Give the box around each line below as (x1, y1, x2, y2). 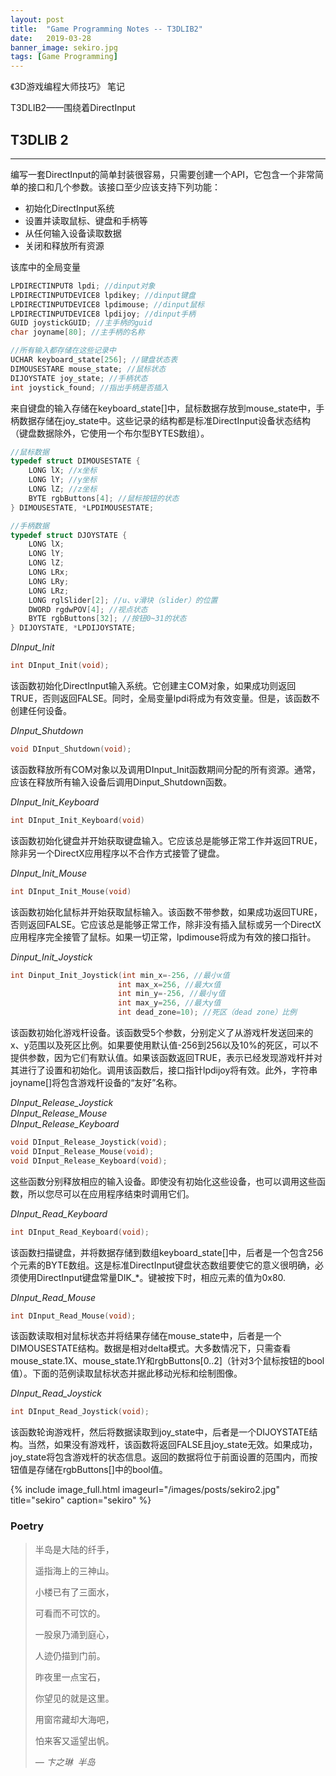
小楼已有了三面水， (34, 1586, 115, 1598)
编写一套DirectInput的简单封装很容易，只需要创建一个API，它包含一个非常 (10, 168, 316, 180)
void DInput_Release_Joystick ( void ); (10, 1137, 168, 1148)
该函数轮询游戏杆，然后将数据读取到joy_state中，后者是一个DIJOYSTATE (10, 1426, 310, 1438)
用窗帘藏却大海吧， (34, 1713, 115, 1725)
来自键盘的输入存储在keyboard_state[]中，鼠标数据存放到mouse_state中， (10, 402, 317, 414)
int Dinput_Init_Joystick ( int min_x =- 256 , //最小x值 (10, 970, 230, 980)
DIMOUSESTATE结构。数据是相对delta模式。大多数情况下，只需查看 (10, 1342, 292, 1355)
